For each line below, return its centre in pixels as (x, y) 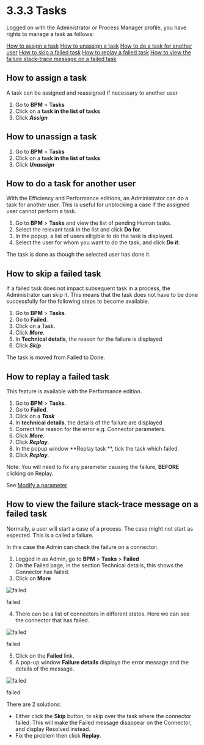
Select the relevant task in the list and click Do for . (78, 230)
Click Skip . (29, 346)
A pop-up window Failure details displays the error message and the (102, 662)
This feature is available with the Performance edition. (74, 391)
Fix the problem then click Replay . (58, 735)
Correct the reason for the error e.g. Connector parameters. (90, 429)
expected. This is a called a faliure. (50, 535)
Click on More (33, 578)
